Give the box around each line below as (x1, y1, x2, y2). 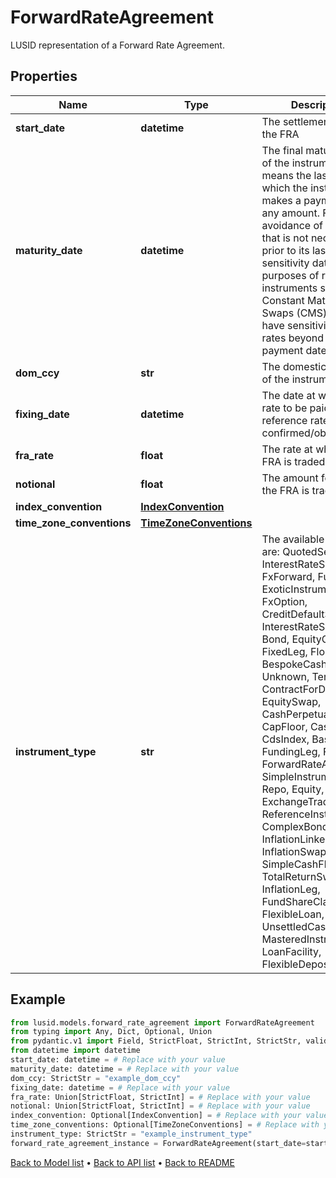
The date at (261, 388, 316, 402)
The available (261, 532, 325, 546)
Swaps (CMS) (261, 306, 328, 320)
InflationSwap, (261, 844, 330, 858)
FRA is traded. (261, 454, 328, 468)
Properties (10, 68, 78, 85)
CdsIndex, (261, 732, 310, 746)
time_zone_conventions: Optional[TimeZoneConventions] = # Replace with (10, 1120, 320, 1130)
